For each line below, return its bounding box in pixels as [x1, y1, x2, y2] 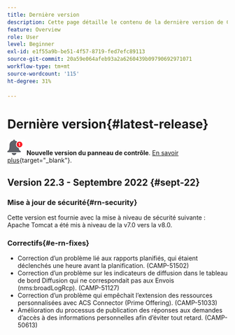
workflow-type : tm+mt [7, 63, 71, 70]
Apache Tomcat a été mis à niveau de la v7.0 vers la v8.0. [7, 221, 173, 229]
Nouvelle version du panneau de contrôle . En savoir [26, 149, 179, 157]
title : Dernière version [7, 11, 80, 18]
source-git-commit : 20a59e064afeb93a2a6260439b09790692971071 [7, 56, 192, 63]
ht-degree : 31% [7, 78, 52, 85]
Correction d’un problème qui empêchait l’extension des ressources [17, 291, 213, 300]
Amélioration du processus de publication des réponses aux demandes [17, 306, 222, 315]
